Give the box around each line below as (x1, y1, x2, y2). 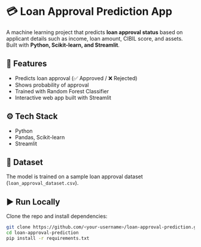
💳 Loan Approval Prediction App (6, 5, 172, 19)
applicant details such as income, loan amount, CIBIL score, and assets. (6, 35, 184, 42)
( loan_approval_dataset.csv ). (6, 179, 79, 187)
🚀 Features (6, 59, 47, 69)
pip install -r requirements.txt (6, 235, 90, 241)
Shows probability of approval (14, 81, 89, 89)
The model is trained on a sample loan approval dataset (6, 173, 144, 180)
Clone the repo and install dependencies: (6, 213, 108, 220)
